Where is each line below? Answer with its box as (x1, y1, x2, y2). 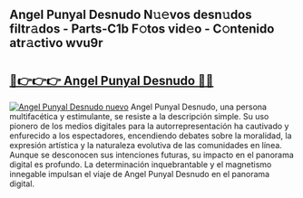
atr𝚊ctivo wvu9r (9, 35, 103, 51)
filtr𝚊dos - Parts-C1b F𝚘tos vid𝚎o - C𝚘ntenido (9, 22, 275, 37)
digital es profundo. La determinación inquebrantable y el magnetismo (9, 159, 272, 170)
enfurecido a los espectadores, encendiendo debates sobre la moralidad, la (9, 130, 292, 141)
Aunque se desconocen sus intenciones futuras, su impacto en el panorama (9, 149, 295, 160)
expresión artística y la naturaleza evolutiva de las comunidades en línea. (9, 140, 283, 150)
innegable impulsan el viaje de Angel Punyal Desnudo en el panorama (9, 169, 270, 179)
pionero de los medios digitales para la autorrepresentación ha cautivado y (9, 121, 289, 131)
